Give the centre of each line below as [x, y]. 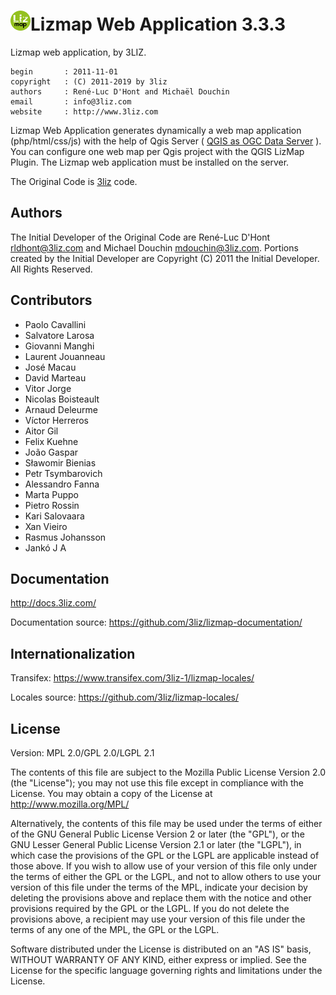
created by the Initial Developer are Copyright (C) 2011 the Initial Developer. [165, 258]
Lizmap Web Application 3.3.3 [158, 24]
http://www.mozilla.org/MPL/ [70, 804]
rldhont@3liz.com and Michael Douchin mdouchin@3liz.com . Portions [154, 247]
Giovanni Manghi [59, 346]
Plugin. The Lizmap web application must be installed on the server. [150, 162]
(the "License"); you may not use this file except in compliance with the [157, 783]
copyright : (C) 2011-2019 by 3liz [89, 81]
